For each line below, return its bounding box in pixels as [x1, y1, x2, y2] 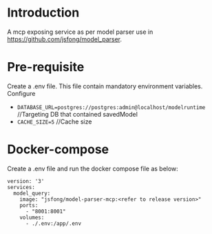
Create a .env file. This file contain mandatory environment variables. [7, 81, 203, 90]
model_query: [13, 190, 51, 197]
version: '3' [7, 177, 45, 184]
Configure [7, 89, 36, 97]
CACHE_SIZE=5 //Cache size [17, 117, 92, 126]
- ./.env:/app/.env [25, 220, 81, 227]
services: [7, 184, 36, 191]
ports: [19, 202, 39, 208]
